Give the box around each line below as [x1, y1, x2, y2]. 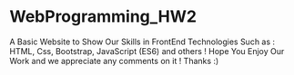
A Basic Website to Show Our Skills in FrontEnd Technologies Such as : [9, 36, 276, 47]
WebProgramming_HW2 [9, 6, 198, 27]
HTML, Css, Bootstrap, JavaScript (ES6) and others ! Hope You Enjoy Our [9, 45, 285, 56]
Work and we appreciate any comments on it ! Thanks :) [9, 55, 219, 66]
